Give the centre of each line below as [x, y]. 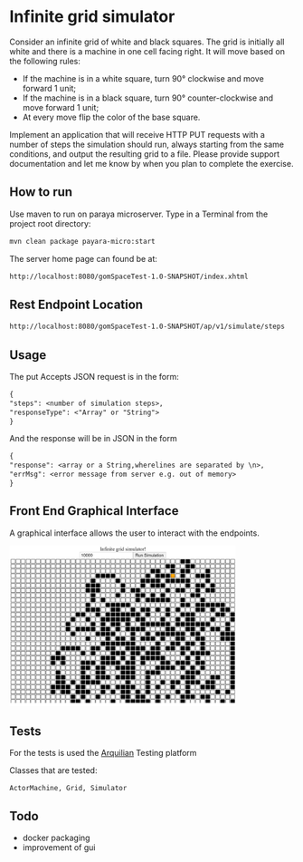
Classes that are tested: [53, 770]
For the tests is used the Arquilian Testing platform [103, 753]
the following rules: [45, 61]
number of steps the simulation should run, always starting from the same [147, 144]
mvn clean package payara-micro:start [82, 241]
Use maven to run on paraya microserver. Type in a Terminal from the [139, 214]
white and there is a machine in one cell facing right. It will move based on [147, 51]
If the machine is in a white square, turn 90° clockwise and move [143, 78]
